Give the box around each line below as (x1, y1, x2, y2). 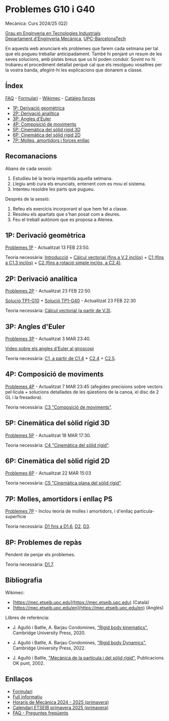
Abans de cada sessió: (5, 165, 53, 171)
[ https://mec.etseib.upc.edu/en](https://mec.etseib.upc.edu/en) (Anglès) (12, 604, 164, 610)
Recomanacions (5, 152, 57, 161)
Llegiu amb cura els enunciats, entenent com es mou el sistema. (12, 181, 146, 187)
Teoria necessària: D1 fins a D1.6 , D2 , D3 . (5, 523, 91, 529)
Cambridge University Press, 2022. (12, 645, 86, 651)
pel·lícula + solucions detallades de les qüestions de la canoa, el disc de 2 (5, 389, 159, 395)
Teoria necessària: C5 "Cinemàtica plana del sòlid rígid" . (5, 480, 122, 486)
